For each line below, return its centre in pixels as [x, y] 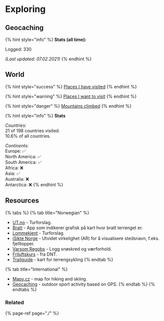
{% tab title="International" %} [37, 269]
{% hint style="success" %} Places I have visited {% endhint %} [71, 86]
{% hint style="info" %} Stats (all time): [46, 39]
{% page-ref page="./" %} [32, 313]
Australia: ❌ [17, 179]
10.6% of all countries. [28, 136]
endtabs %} [25, 289]
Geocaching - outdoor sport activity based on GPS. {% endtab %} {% [84, 284]
